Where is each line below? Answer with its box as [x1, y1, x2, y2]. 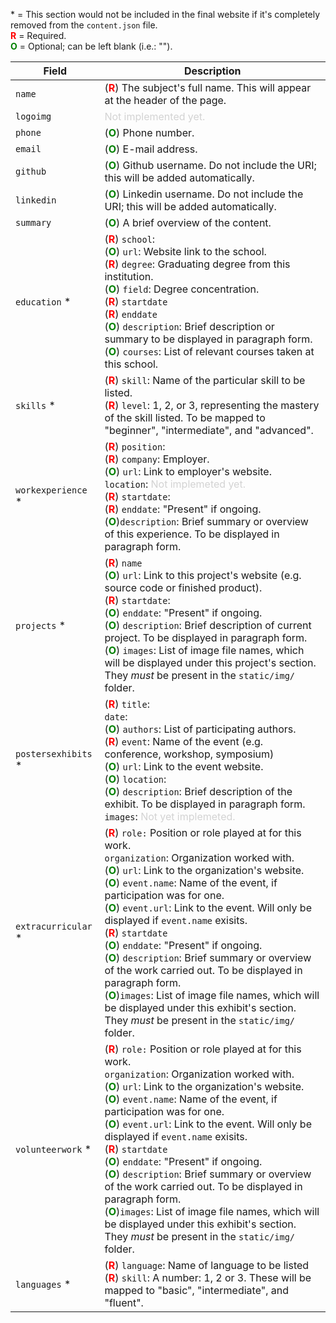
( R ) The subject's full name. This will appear [104, 81, 312, 94]
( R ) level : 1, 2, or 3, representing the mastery [104, 399, 320, 412]
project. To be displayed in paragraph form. [104, 631, 308, 644]
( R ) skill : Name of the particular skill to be [104, 374, 306, 387]
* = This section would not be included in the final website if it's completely [10, 9, 321, 20]
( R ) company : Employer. [104, 452, 210, 466]
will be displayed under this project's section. [104, 656, 317, 669]
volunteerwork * [15, 1142, 92, 1156]
